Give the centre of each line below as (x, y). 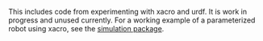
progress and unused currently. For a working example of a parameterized (132, 20)
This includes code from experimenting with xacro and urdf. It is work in (128, 12)
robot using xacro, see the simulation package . (86, 29)
